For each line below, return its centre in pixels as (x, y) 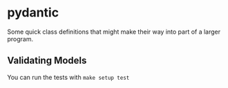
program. (20, 38)
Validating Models (47, 61)
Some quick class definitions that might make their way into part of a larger (114, 32)
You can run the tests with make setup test (68, 77)
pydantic (33, 13)
